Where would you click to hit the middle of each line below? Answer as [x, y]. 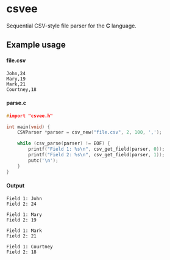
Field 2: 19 [21, 220]
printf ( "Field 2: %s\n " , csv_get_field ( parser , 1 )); [97, 155]
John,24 [16, 73]
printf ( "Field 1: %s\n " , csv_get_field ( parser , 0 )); [97, 149]
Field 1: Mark [24, 231]
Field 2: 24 [21, 204]
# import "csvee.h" [30, 116]
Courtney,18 [21, 89]
